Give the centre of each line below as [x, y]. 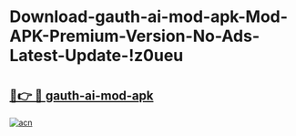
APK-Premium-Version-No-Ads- [135, 36]
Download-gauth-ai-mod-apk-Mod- [149, 17]
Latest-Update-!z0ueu [97, 56]
